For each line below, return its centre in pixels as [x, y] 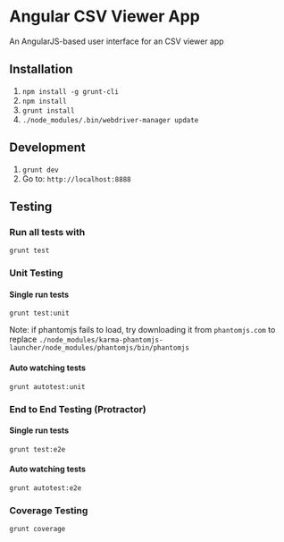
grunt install [48, 110]
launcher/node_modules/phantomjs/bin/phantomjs [100, 348]
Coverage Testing [49, 510]
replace [23, 339]
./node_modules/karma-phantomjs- [101, 340]
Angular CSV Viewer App [105, 17]
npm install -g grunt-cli [70, 91]
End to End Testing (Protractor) [78, 409]
